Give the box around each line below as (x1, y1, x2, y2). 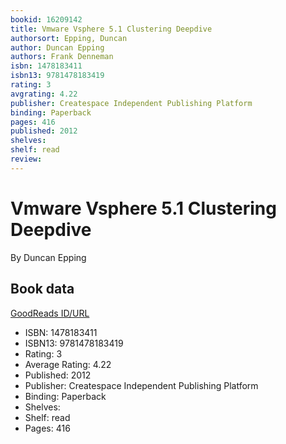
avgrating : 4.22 (10, 89, 78, 99)
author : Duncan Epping (10, 42, 105, 53)
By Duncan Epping (10, 251, 87, 263)
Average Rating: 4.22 (24, 358, 112, 370)
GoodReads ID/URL (10, 307, 90, 319)
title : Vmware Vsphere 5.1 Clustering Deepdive (10, 24, 213, 34)
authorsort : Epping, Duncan (10, 33, 128, 43)
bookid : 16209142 (10, 14, 83, 25)
